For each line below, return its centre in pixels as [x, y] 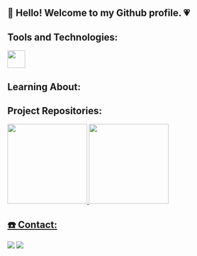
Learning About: [44, 87]
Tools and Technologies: [63, 37]
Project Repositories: [55, 111]
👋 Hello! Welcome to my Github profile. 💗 [98, 13]
